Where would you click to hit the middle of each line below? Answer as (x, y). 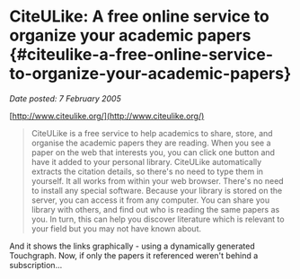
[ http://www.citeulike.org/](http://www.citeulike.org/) (107, 116)
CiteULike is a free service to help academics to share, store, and (152, 133)
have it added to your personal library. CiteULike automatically (146, 161)
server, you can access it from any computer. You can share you (150, 200)
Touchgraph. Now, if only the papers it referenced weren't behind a (134, 255)
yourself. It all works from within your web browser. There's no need (158, 180)
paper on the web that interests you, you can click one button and (153, 152)
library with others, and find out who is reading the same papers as (155, 209)
